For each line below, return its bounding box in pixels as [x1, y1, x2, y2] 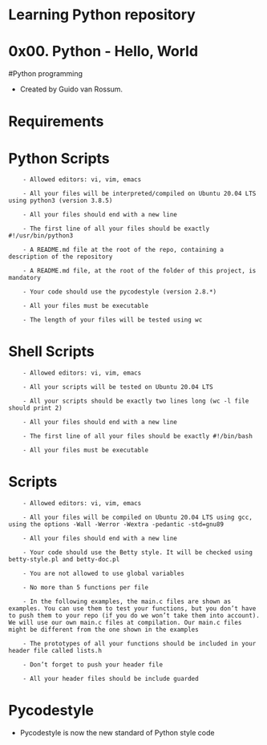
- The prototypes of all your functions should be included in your [22, 640, 257, 648]
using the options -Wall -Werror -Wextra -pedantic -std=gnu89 [8, 520, 225, 528]
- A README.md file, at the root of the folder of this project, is [22, 267, 257, 275]
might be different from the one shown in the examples [8, 626, 199, 634]
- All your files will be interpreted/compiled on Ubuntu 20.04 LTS [22, 190, 257, 198]
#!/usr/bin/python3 [8, 232, 74, 240]
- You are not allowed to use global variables [22, 569, 184, 578]
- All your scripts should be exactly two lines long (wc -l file [22, 397, 249, 406]
